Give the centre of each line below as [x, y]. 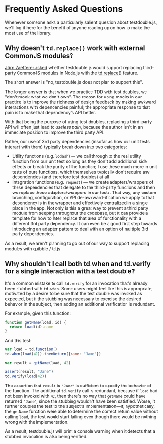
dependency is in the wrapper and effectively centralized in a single [80, 203]
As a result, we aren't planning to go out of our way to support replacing [77, 243]
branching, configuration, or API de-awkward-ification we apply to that [83, 197]
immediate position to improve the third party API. [55, 132]
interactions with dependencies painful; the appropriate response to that [78, 107]
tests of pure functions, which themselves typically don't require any [81, 172]
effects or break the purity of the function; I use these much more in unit [84, 166]
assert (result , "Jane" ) [29, 371]
